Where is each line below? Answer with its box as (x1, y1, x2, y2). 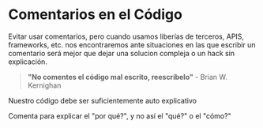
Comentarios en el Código (8, 6, 183, 24)
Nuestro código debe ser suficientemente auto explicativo (8, 96, 197, 105)
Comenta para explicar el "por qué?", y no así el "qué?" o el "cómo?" (8, 111, 231, 120)
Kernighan (27, 81, 62, 90)
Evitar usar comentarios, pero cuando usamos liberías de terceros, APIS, (8, 32, 245, 41)
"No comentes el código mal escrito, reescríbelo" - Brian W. (27, 72, 227, 81)
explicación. (8, 57, 47, 66)
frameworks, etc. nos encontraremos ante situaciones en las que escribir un (8, 40, 256, 49)
